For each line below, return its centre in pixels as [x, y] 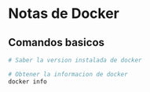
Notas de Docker [64, 14]
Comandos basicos [56, 42]
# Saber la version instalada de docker [75, 60]
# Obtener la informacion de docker [68, 74]
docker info [27, 81]
